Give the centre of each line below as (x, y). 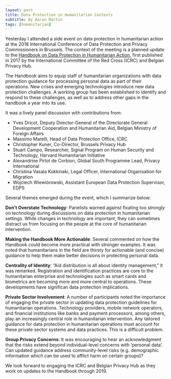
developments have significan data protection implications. (67, 287)
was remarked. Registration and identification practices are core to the (79, 271)
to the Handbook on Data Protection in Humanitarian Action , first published (84, 55)
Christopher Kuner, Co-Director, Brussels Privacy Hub (69, 145)
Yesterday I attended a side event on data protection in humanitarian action (84, 39)
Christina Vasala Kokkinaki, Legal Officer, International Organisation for (87, 172)
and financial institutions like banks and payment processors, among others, (86, 313)
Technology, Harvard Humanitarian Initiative (59, 155)
